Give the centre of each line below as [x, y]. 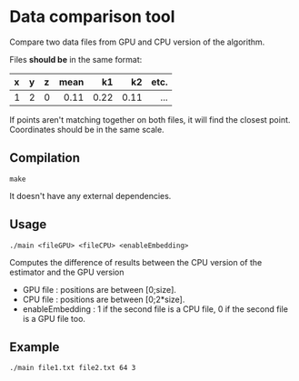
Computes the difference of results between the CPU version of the [136, 262]
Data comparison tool [92, 17]
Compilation [45, 158]
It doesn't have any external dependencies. [90, 196]
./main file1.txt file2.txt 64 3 [73, 368]
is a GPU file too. [54, 318]
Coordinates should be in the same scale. [87, 129]
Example [35, 347]
